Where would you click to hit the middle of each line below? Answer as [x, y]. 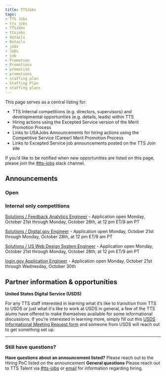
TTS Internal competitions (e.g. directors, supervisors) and [72, 111]
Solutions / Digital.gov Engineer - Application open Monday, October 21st [80, 231]
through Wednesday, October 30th [41, 266]
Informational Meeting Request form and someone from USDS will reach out [83, 324]
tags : [11, 14]
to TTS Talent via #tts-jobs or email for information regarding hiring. [74, 368]
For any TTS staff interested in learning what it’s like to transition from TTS [81, 303]
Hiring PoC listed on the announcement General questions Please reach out [83, 363]
